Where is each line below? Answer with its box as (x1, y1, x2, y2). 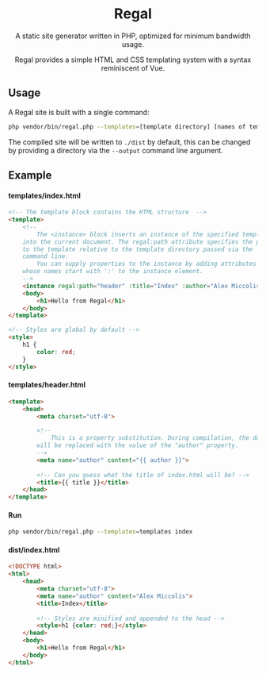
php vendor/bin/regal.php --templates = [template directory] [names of (8, 122, 246, 131)
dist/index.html (8, 545, 60, 554)
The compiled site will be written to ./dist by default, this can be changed (8, 137, 251, 147)
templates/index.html (8, 191, 82, 200)
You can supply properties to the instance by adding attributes (36, 260, 257, 268)
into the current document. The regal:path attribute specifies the (22, 237, 253, 246)
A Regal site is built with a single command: (8, 107, 150, 117)
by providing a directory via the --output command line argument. (8, 145, 223, 155)
